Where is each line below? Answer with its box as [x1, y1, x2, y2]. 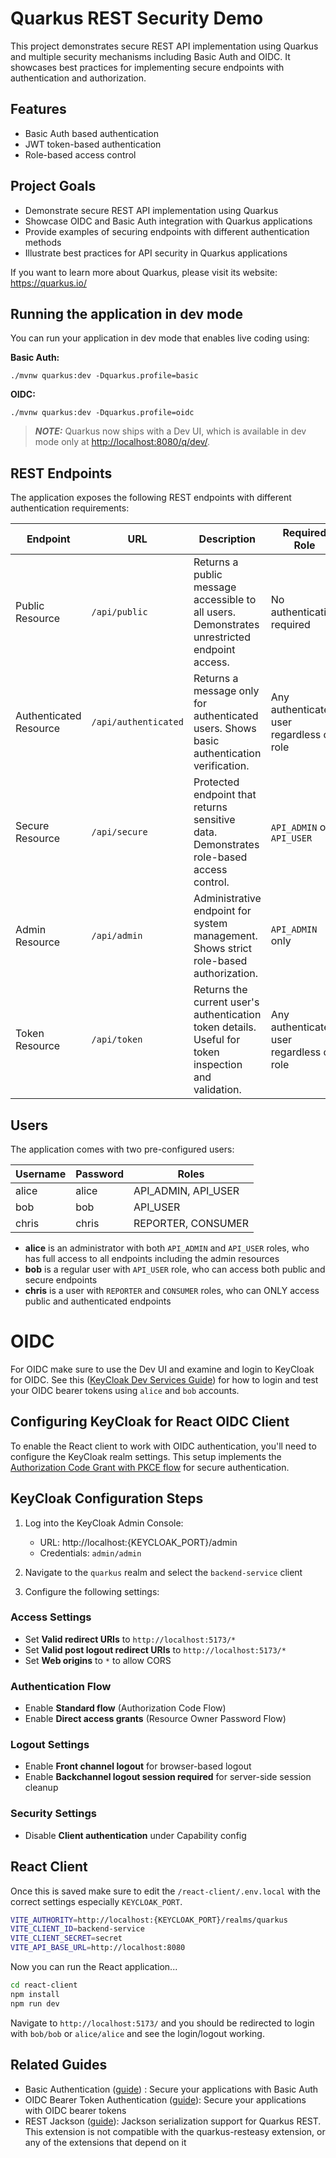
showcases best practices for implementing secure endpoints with [10, 61, 285, 73]
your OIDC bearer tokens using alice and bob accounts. [10, 1384, 240, 1396]
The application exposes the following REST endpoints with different [10, 492, 292, 504]
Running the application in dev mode [10, 305, 243, 322]
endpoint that [193, 788, 257, 802]
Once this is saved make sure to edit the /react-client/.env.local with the [10, 1885, 321, 1897]
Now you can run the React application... [10, 1961, 178, 1973]
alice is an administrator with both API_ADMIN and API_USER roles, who [24, 1242, 310, 1254]
